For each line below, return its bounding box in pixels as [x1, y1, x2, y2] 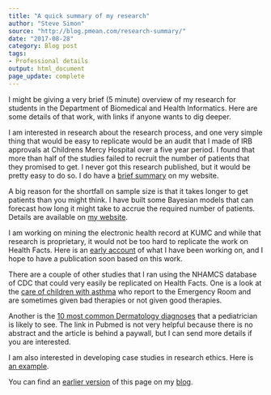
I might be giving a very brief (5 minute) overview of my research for [8, 94, 236, 104]
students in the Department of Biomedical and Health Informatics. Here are [8, 103, 258, 113]
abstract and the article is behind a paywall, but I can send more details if [8, 328, 252, 337]
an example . [8, 361, 49, 371]
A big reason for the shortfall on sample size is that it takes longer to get [8, 186, 248, 195]
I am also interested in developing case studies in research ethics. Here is [8, 352, 254, 362]
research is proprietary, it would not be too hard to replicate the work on [8, 236, 249, 246]
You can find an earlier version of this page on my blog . [8, 376, 193, 386]
